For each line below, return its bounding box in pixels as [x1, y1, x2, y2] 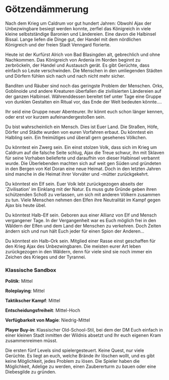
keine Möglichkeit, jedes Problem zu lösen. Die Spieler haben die [5, 358, 140, 364]
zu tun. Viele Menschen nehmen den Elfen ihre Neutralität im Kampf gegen [5, 197, 161, 203]
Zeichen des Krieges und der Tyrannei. [5, 254, 86, 260]
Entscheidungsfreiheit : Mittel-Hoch [5, 307, 81, 313]
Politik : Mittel [5, 278, 33, 284]
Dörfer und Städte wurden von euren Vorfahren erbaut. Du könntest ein [5, 129, 154, 135]
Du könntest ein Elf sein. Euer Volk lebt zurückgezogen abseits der [5, 181, 144, 187]
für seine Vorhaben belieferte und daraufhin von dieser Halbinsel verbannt [5, 155, 160, 161]
